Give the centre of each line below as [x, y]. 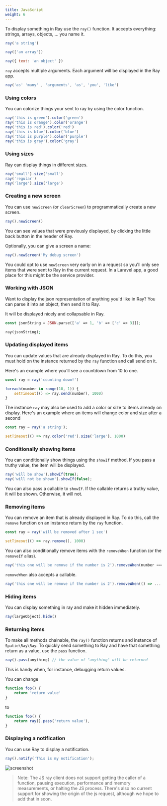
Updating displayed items [37, 345]
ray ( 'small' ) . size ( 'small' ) [34, 174]
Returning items [25, 629]
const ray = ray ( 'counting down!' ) [42, 380]
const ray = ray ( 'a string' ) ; [37, 427]
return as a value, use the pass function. [46, 651]
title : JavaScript [24, 10]
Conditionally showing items [40, 449]
